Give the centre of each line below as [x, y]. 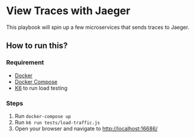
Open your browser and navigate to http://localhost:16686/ [86, 129]
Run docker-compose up [43, 116]
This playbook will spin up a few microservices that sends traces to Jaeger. [98, 27]
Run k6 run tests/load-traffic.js [57, 122]
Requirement [25, 63]
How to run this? [37, 46]
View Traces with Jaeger [68, 11]
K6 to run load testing [41, 88]
